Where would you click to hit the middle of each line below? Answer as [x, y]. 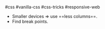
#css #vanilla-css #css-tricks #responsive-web [52, 7]
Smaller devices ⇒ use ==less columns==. [55, 16]
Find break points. [30, 22]
